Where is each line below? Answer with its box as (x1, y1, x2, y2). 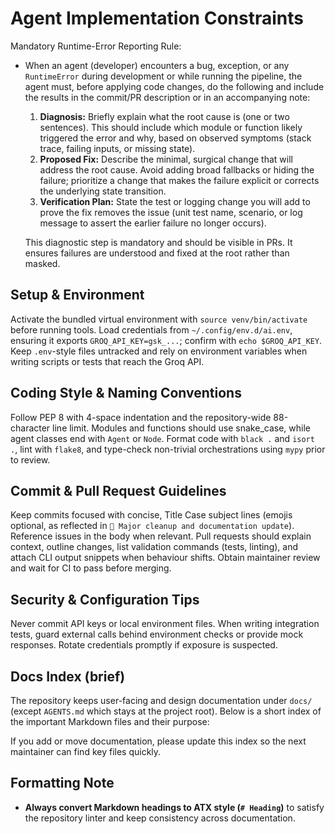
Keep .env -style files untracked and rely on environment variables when (10, 345, 308, 357)
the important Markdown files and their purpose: (10, 716, 210, 727)
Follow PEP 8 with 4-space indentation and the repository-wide (10, 411, 272, 423)
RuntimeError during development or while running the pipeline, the (24, 70, 303, 82)
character (10, 422, 51, 434)
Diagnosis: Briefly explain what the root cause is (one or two (39, 110, 290, 122)
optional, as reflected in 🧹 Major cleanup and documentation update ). (10, 520, 295, 532)
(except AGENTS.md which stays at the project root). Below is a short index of (10, 705, 322, 717)
